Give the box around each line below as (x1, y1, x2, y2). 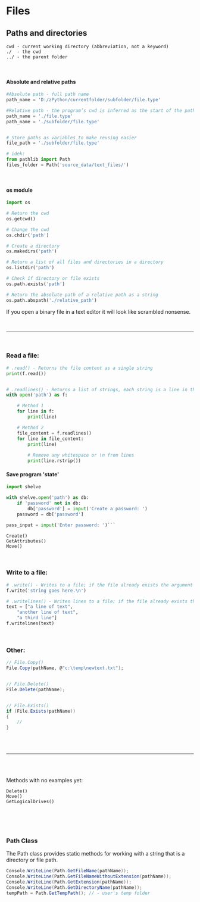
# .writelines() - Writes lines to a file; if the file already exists (6, 598, 187, 604)
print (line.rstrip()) (27, 458, 82, 464)
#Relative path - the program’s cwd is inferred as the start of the (6, 107, 183, 114)
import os (6, 199, 31, 206)
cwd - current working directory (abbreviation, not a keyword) (6, 43, 169, 49)
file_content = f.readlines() (17, 430, 92, 436)
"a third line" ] (17, 615, 58, 621)
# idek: (6, 151, 26, 157)
